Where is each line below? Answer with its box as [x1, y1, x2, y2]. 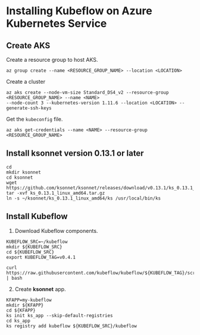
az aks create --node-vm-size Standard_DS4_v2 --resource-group [6, 90, 169, 96]
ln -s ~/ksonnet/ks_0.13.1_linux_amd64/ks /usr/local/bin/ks [6, 195, 161, 201]
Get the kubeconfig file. [6, 116, 63, 122]
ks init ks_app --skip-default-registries [6, 312, 113, 318]
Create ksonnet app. [14, 285, 67, 292]
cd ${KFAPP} [6, 307, 36, 313]
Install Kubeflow [6, 211, 68, 222]
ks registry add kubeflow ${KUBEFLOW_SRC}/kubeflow [6, 323, 137, 329]
